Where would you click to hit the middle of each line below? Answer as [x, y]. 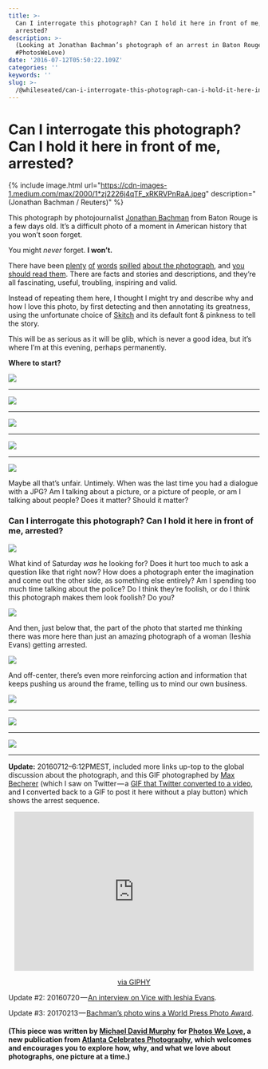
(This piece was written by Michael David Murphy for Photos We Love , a [130, 1031]
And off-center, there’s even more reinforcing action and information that [128, 675]
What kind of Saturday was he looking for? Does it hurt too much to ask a [128, 563]
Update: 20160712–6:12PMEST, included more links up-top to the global [126, 766]
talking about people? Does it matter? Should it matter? [99, 501]
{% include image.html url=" [55, 185]
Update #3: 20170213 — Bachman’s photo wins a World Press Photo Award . [131, 1013]
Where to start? [35, 363]
